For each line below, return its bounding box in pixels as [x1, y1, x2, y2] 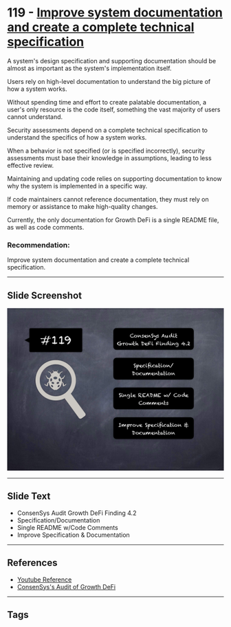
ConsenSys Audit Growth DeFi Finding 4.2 [16, 509, 137, 517]
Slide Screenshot [7, 289, 82, 301]
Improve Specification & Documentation [16, 531, 131, 539]
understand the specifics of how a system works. [7, 133, 147, 142]
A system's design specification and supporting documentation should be [7, 56, 217, 65]
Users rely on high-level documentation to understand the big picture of [7, 77, 211, 85]
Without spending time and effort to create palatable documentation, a [7, 98, 207, 106]
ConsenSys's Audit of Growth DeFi [16, 582, 116, 591]
